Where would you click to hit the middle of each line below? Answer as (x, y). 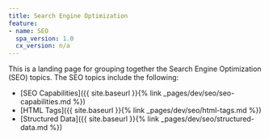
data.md (34, 128)
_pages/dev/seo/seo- (199, 93)
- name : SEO (28, 31)
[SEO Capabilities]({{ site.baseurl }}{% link (90, 93)
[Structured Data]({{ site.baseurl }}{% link (90, 119)
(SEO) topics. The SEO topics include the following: (94, 78)
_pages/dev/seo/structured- (208, 119)
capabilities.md (45, 102)
